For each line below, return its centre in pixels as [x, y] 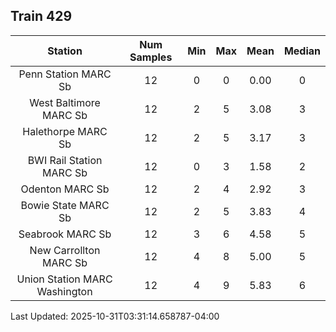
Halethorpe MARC [65, 131]
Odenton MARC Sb [65, 189]
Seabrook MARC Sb [65, 234]
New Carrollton [65, 250]
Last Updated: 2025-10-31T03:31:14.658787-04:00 [115, 316]
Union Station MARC [64, 279]
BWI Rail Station [65, 160]
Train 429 [41, 16]
